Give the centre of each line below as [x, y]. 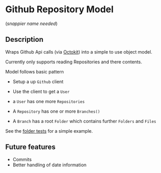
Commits [22, 159]
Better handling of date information [50, 165]
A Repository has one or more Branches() [56, 111]
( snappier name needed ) [31, 23]
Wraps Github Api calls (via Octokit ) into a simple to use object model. [79, 52]
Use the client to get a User [41, 91]
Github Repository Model [60, 9]
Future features [30, 147]
